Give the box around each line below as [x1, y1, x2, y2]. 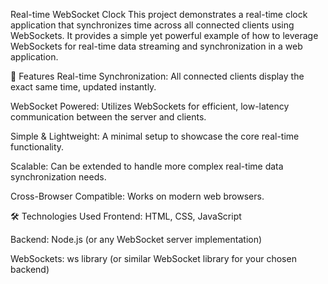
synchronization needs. [10, 171, 107, 183]
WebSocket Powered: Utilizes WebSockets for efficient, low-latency [10, 100, 290, 112]
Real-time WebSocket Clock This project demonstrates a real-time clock [10, 9, 308, 20]
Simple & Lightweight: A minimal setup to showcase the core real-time [10, 130, 300, 142]
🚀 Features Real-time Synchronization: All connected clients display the [10, 70, 305, 82]
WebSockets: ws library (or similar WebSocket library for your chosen [10, 253, 297, 264]
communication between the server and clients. [10, 111, 207, 123]
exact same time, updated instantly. [10, 81, 157, 93]
